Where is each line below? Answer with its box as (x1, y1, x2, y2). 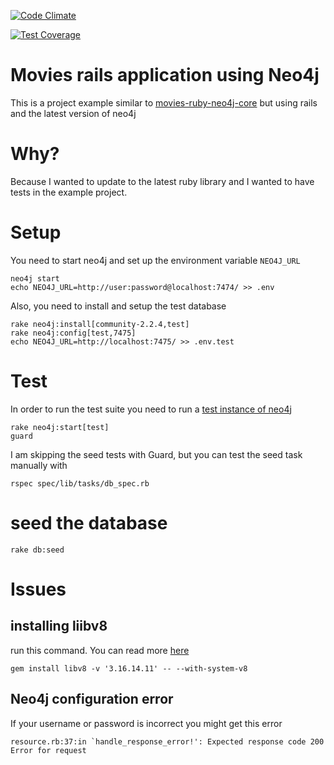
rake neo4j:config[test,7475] (10, 328, 137, 338)
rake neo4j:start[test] (10, 422, 110, 432)
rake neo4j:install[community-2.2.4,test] (10, 319, 190, 329)
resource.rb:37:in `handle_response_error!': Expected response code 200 (10, 736, 325, 747)
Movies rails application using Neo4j (10, 64, 320, 87)
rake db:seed (10, 545, 65, 555)
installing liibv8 (10, 618, 108, 635)
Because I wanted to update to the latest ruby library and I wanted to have (10, 175, 315, 187)
